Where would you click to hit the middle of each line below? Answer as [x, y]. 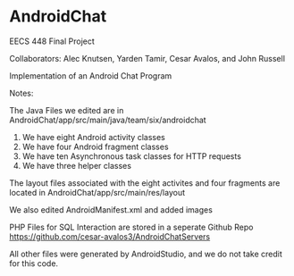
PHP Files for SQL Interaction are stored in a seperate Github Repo [131, 227]
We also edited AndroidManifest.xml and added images [111, 209]
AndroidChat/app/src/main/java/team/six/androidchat [108, 120]
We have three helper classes [77, 165]
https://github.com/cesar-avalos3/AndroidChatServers [110, 236]
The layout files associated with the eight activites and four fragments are [145, 183]
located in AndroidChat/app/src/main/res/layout [97, 192]
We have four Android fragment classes [95, 146]
